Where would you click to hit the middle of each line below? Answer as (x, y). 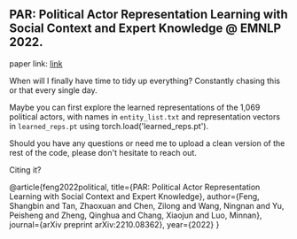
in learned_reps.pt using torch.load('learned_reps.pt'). (109, 126)
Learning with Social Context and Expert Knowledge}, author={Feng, (134, 196)
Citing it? (25, 170)
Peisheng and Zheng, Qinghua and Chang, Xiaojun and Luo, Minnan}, (136, 215)
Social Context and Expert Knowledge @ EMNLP (145, 29)
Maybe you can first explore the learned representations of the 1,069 (135, 107)
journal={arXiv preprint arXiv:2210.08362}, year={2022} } (114, 224)
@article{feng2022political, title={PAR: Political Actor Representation (135, 187)
